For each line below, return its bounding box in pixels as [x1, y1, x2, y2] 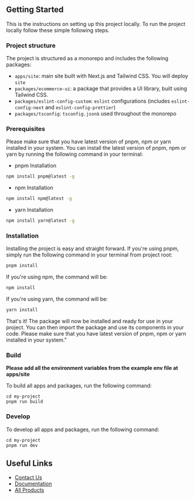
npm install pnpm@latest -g [6, 173, 75, 179]
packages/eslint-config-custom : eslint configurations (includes [14, 97, 170, 105]
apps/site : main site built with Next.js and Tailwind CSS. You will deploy [14, 73, 189, 80]
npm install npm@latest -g [6, 196, 72, 202]
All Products [14, 487, 45, 494]
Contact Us [14, 474, 42, 481]
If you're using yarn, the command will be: [6, 296, 108, 303]
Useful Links [6, 458, 53, 468]
